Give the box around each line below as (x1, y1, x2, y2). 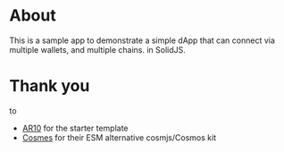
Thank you (9, 76, 90, 97)
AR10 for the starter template (21, 122, 129, 133)
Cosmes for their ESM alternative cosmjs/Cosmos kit (21, 131, 217, 143)
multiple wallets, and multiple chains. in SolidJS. (9, 44, 186, 55)
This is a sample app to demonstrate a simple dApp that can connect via (9, 35, 275, 46)
